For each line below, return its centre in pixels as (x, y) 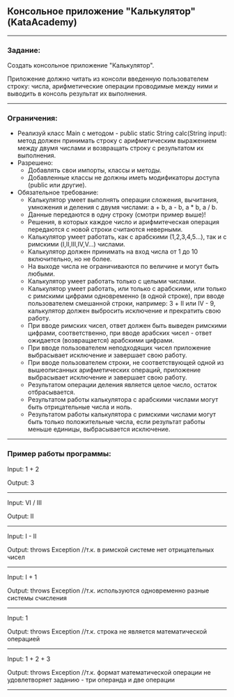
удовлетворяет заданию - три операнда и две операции (91, 680)
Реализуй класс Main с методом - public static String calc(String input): (122, 133)
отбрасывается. (51, 392)
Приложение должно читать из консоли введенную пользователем (108, 79)
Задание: (24, 50)
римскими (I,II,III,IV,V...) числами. (76, 244)
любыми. (41, 274)
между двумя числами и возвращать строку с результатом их (110, 148)
